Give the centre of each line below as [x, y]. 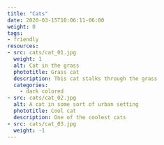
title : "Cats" [28, 14]
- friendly [23, 40]
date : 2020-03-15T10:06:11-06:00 [56, 20]
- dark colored [42, 91]
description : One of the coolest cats [70, 117]
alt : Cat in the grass [46, 66]
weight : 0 [22, 26]
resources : [23, 46]
